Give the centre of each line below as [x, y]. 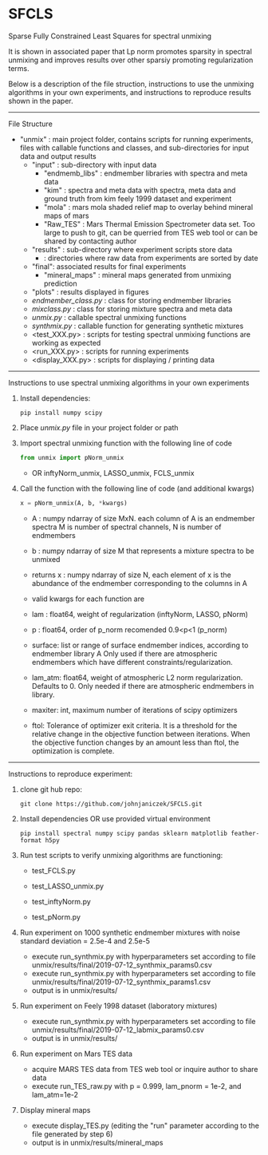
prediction [60, 283]
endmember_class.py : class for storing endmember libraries [131, 300]
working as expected [66, 342]
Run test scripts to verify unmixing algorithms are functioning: [121, 855]
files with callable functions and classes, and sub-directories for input [134, 148]
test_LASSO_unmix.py [68, 886]
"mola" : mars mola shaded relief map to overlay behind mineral [148, 207]
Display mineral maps [55, 1110]
